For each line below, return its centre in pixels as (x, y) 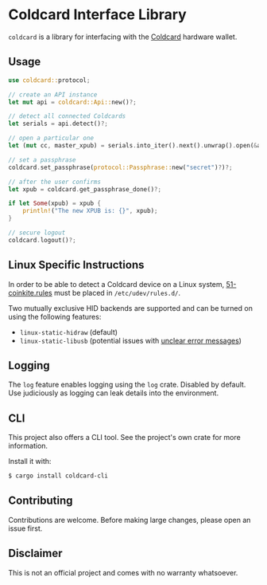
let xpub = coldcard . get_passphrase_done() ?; (85, 189)
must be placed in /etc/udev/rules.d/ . (118, 292)
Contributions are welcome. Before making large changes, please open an (130, 520)
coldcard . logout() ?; (43, 240)
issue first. (25, 528)
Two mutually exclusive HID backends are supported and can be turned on (130, 308)
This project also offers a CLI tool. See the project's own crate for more (124, 438)
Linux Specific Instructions (76, 265)
